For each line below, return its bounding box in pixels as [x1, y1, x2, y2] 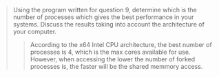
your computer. [12, 27, 56, 35]
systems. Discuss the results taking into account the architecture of [12, 20, 205, 28]
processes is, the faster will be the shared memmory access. [30, 63, 203, 70]
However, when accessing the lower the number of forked [30, 55, 196, 63]
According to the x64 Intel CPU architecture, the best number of [30, 41, 213, 48]
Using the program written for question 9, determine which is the [12, 6, 197, 14]
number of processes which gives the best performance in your [12, 13, 194, 21]
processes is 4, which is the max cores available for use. [30, 48, 191, 56]
